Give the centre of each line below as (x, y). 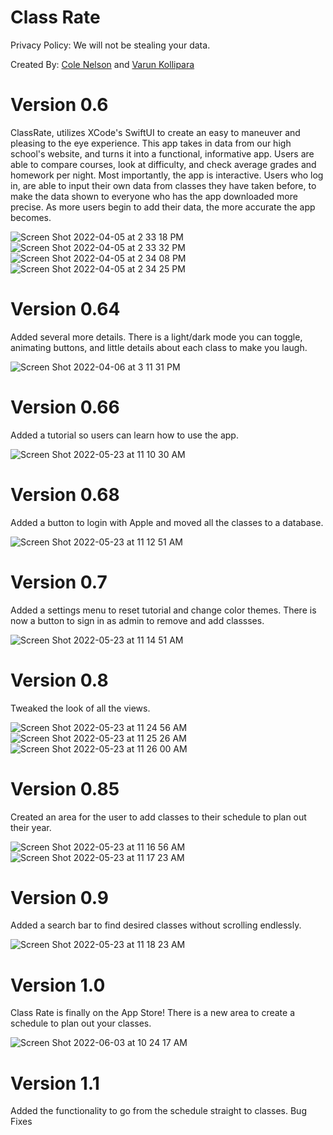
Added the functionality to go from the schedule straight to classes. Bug (158, 1111)
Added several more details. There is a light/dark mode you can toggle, (156, 337)
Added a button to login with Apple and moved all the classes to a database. (167, 522)
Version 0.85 (65, 788)
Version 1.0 (58, 985)
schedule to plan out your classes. (81, 1023)
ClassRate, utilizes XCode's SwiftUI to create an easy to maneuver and (155, 132)
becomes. (31, 217)
